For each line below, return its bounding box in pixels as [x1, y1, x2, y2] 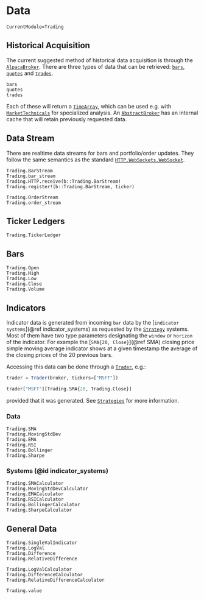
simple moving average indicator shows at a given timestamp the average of [6, 345, 198, 352]
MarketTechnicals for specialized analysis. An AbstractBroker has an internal [6, 109, 199, 116]
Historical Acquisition [6, 40, 90, 51]
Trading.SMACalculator [6, 481, 64, 487]
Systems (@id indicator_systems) [6, 467, 108, 475]
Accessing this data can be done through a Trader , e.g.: [6, 363, 146, 370]
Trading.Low [6, 275, 37, 282]
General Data [6, 523, 57, 534]
